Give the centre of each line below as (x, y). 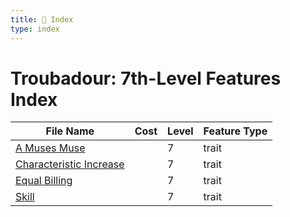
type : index (35, 29)
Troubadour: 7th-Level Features (146, 78)
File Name (70, 131)
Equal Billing (44, 181)
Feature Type (235, 131)
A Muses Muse (50, 148)
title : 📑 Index (42, 19)
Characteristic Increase (70, 164)
